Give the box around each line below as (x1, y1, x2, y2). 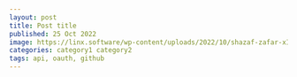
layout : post (9, 12, 57, 22)
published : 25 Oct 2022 (9, 29, 97, 38)
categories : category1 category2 (9, 46, 133, 55)
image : (9, 37, 34, 47)
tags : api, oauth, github (9, 54, 104, 63)
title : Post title (9, 21, 77, 30)
